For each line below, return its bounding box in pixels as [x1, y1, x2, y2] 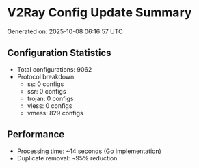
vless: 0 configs [27, 101, 72, 110]
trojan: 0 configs [27, 94, 74, 102]
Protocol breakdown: [16, 72, 77, 81]
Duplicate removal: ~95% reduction [16, 154, 118, 162]
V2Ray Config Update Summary [7, 5, 192, 20]
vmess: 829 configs [27, 109, 83, 117]
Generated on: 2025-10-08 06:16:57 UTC [7, 27, 123, 36]
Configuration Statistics [7, 47, 111, 59]
